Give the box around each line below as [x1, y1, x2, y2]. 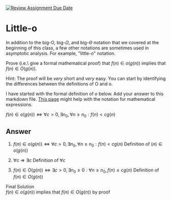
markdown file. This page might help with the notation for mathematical [6, 96, 156, 102]
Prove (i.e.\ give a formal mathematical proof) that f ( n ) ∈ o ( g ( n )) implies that [6, 60, 166, 66]
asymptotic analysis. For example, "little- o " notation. [6, 50, 116, 56]
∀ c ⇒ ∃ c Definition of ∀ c [13, 157, 66, 163]
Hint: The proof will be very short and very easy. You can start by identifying [6, 75, 166, 81]
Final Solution [6, 184, 35, 190]
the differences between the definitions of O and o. [6, 80, 113, 87]
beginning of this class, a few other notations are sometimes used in [6, 45, 149, 51]
